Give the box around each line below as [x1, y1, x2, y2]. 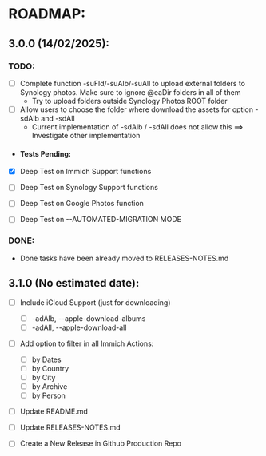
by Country [31, 363, 69, 373]
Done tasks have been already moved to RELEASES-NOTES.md [19, 253, 229, 263]
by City [31, 372, 56, 382]
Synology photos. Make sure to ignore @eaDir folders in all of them [19, 87, 241, 97]
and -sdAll [41, 113, 75, 123]
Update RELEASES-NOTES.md [19, 422, 121, 432]
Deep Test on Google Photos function [19, 199, 144, 208]
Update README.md [19, 406, 88, 416]
